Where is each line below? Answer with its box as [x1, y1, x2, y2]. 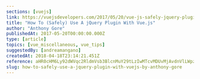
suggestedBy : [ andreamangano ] [6, 48, 82, 53]
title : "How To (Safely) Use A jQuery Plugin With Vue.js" [6, 20, 156, 26]
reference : [6, 58, 33, 64]
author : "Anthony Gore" [6, 25, 65, 31]
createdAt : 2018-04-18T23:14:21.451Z [6, 53, 100, 59]
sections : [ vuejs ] [6, 8, 52, 15]
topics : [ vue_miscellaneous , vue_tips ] [6, 42, 105, 48]
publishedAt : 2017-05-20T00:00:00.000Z [6, 31, 105, 37]
